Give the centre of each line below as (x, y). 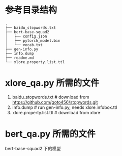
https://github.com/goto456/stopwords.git (55, 102)
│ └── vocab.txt (24, 45)
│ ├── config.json (26, 36)
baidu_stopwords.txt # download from (51, 97)
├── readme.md (20, 58)
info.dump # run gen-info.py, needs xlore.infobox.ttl (64, 107)
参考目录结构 (31, 10)
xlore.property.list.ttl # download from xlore (56, 112)
